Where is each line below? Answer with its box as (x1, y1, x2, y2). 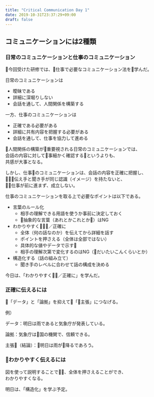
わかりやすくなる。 (5, 375, 46, 381)
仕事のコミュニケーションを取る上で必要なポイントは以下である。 (5, 193, 143, 200)
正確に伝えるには (5, 286, 47, 293)
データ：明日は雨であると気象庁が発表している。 (5, 320, 108, 327)
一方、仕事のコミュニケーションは (5, 112, 77, 118)
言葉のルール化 (12, 204, 44, 210)
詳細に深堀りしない (12, 94, 53, 101)
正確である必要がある (12, 122, 57, 129)
